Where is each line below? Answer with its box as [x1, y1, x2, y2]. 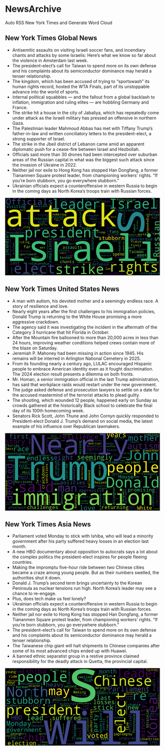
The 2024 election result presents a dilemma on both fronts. [12, 371, 134, 377]
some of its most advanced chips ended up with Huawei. [12, 648, 128, 654]
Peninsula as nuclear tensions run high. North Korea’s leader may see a [12, 585, 157, 591]
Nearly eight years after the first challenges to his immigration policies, [12, 308, 156, 314]
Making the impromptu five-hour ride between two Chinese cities [12, 564, 145, 571]
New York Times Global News [5, 34, 97, 42]
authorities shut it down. [12, 575, 61, 581]
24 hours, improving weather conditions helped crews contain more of [12, 340, 155, 346]
